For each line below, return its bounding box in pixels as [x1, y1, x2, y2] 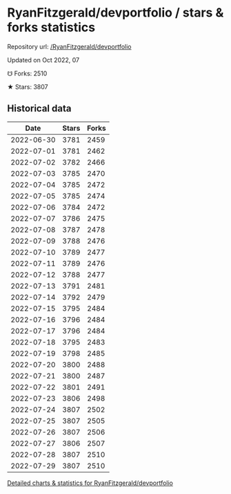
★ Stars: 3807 [7, 82, 48, 91]
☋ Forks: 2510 [7, 69, 48, 77]
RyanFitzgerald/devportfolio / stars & [7, 5, 224, 21]
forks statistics [7, 19, 95, 35]
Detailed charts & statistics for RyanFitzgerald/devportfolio [7, 479, 174, 487]
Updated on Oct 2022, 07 [7, 55, 80, 64]
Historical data [7, 102, 72, 115]
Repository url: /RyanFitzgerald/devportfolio [7, 42, 132, 51]
